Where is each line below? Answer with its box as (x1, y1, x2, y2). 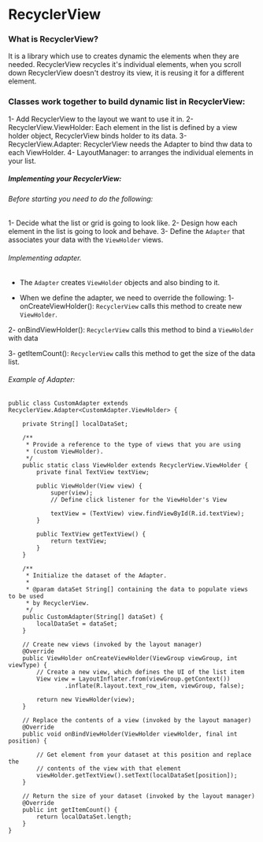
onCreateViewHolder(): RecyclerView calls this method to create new (19, 301, 243, 310)
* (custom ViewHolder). (25, 447, 104, 455)
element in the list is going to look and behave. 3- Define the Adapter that (8, 227, 246, 236)
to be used (8, 592, 44, 600)
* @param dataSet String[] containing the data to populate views (25, 585, 248, 593)
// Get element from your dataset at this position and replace (36, 751, 252, 759)
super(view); (50, 488, 93, 497)
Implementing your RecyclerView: (8, 174, 122, 184)
